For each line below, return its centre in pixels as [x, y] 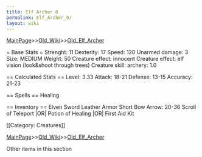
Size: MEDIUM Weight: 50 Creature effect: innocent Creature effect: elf [95, 59]
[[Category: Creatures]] [36, 125]
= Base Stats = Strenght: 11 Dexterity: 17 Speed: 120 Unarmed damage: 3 [97, 52]
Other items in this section [39, 149]
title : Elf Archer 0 [33, 12]
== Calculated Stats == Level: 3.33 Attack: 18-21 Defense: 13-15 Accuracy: [99, 77]
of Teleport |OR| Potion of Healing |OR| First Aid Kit [70, 114]
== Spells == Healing [33, 96]
